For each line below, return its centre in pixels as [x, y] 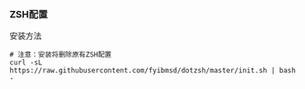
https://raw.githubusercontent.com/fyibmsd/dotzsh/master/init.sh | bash [153, 71]
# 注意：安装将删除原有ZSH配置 [61, 55]
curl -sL [26, 63]
